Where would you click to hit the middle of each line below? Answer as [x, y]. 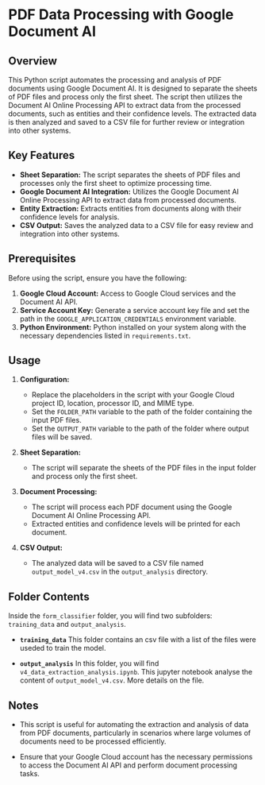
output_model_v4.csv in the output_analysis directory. [120, 572]
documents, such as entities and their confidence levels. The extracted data [132, 114]
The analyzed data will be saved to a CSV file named [117, 563]
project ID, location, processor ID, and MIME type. [113, 404]
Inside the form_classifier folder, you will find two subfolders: [110, 616]
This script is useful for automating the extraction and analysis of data [134, 725]
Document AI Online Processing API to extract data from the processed [125, 105]
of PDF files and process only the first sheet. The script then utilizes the [125, 97]
